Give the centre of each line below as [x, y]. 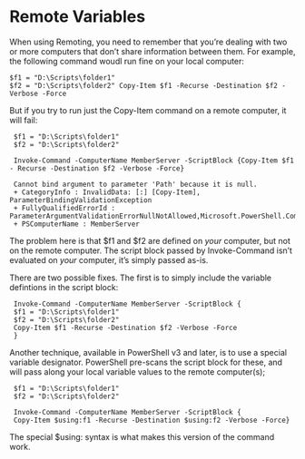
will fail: [24, 120]
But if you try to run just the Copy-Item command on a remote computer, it [148, 110]
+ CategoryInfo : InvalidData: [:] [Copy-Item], [107, 192]
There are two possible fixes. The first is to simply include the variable [141, 278]
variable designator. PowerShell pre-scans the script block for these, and [146, 362]
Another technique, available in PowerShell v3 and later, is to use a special [148, 352]
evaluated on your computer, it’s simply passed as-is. [109, 259]
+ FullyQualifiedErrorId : [64, 208]
